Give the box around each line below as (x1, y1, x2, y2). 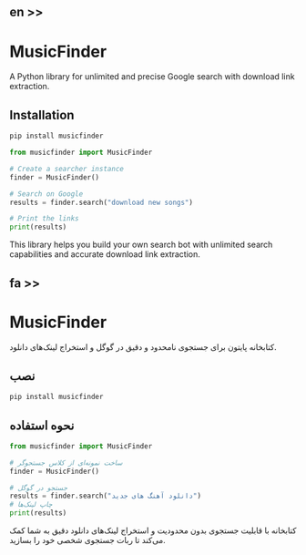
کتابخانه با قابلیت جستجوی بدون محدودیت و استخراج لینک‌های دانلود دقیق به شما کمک (9, 525, 297, 536)
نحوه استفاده (9, 417, 75, 433)
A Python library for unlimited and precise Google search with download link (9, 71, 295, 82)
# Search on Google (9, 189, 84, 199)
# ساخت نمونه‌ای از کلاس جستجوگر (9, 457, 123, 468)
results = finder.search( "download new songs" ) (9, 198, 194, 207)
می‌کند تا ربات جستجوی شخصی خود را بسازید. (9, 535, 166, 546)
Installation (9, 107, 75, 123)
